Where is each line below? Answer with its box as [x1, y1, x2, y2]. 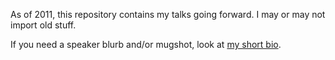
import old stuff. [10, 19, 77, 31]
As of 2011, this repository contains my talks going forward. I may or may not [10, 9, 326, 20]
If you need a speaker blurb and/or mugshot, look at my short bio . [10, 39, 282, 50]
